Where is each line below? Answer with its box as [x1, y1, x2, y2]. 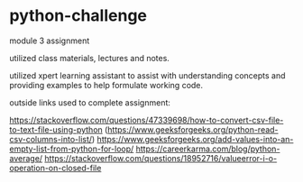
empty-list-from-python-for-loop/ [9, 143, 134, 154]
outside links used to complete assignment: [9, 96, 171, 108]
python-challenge [9, 5, 147, 26]
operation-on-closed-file [9, 162, 102, 173]
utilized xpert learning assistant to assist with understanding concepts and [9, 69, 286, 81]
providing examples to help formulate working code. [9, 79, 204, 90]
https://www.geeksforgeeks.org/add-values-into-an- [96, 133, 294, 144]
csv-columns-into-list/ [9, 133, 93, 144]
